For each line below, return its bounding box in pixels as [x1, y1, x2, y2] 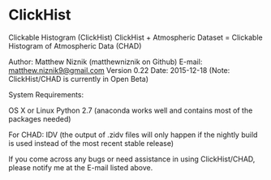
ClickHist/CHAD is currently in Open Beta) [8, 74, 148, 84]
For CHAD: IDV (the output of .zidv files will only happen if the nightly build [8, 130, 258, 139]
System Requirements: [8, 89, 84, 99]
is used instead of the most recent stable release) [8, 138, 174, 148]
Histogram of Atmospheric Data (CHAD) [8, 41, 142, 50]
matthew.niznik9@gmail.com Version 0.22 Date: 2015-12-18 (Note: [8, 65, 230, 75]
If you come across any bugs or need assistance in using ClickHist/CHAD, [8, 154, 256, 164]
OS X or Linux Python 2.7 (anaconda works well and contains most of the [8, 105, 253, 115]
